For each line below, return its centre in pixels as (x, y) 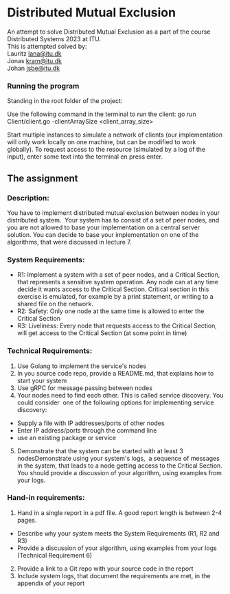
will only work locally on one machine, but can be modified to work (102, 142)
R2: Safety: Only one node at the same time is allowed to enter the (111, 311)
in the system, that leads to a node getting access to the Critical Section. (120, 466)
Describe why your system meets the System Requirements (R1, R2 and (118, 533)
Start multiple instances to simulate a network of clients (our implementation (115, 135)
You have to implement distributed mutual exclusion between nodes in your (114, 213)
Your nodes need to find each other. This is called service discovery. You (120, 395)
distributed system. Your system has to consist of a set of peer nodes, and (113, 220)
